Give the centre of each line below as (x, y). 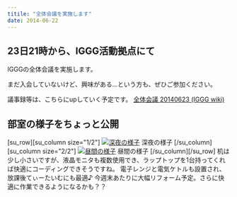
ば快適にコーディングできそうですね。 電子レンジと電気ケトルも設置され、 (117, 169)
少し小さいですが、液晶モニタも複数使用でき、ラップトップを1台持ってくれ (116, 160)
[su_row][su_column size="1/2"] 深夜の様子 (90, 142)
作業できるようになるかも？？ (63, 187)
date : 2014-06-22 (33, 21)
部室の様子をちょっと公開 (63, 124)
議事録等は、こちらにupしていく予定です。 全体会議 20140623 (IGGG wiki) (116, 99)
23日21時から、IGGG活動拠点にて (81, 51)
